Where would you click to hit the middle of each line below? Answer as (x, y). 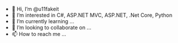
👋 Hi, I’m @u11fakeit (35, 9)
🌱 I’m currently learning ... (43, 21)
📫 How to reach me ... (39, 34)
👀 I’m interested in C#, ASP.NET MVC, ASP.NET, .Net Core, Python (92, 15)
